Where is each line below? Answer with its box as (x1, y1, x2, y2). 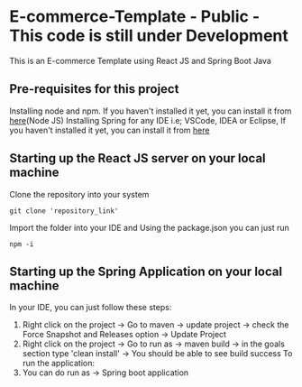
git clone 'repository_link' (9, 206, 119, 216)
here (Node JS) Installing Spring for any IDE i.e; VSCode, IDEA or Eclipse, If (9, 115, 287, 125)
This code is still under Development (9, 25, 288, 46)
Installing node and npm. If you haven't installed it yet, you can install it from (9, 106, 292, 116)
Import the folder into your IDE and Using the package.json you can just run (9, 222, 290, 233)
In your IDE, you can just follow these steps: (9, 302, 172, 313)
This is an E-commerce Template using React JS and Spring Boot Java (9, 55, 272, 66)
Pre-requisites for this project (9, 81, 179, 97)
